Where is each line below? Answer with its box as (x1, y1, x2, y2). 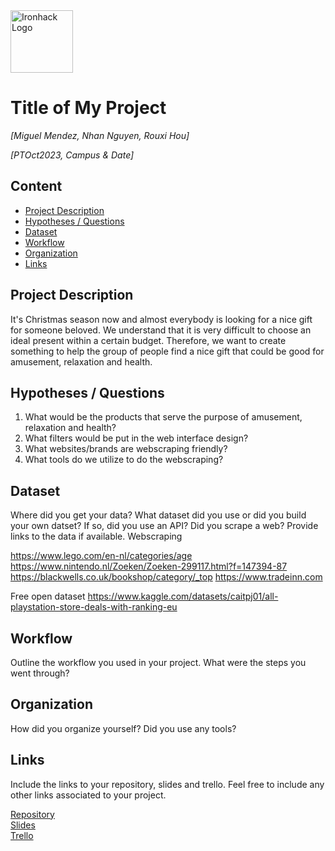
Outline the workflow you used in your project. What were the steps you (10, 657, 307, 668)
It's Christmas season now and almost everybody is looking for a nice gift (10, 313, 313, 325)
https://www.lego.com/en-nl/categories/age (10, 550, 193, 562)
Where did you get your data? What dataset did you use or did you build (10, 509, 307, 521)
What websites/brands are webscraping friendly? (24, 443, 228, 455)
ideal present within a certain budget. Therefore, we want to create (10, 334, 287, 346)
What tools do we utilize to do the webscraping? (24, 454, 224, 466)
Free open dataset (10, 590, 86, 603)
